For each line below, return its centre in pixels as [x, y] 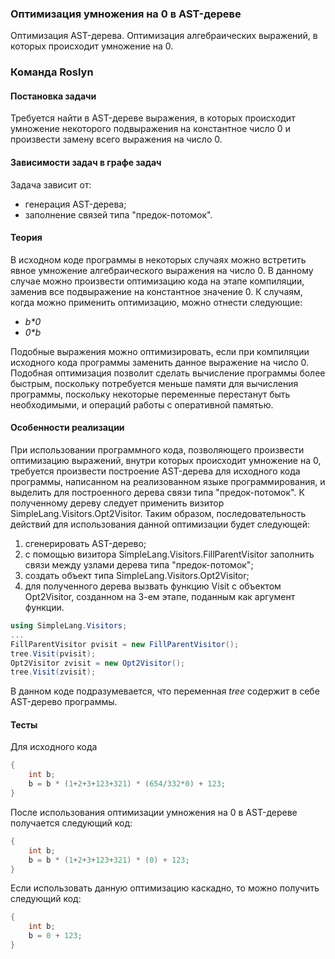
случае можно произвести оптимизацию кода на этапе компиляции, [157, 281]
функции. [44, 608]
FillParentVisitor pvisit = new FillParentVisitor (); [125, 644]
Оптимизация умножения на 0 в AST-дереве [126, 14]
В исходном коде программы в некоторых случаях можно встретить [158, 259]
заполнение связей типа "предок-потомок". [118, 214]
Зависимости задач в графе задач [86, 163]
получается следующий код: [71, 823]
